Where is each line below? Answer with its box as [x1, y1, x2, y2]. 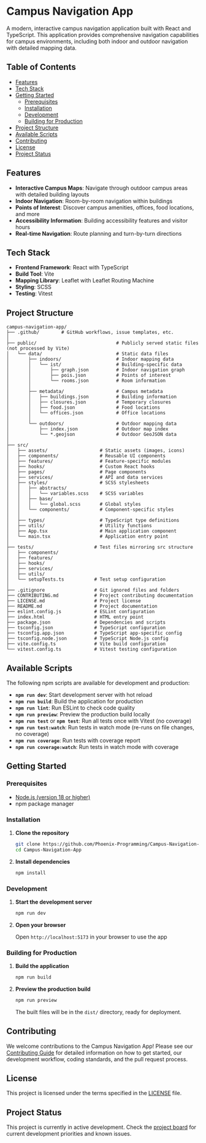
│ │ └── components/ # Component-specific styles [6, 506, 174, 513]
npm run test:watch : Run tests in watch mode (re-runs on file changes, [15, 724, 194, 731]
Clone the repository [15, 829, 69, 836]
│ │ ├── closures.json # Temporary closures [6, 399, 172, 406]
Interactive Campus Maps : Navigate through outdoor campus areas [15, 184, 188, 192]
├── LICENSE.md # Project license [6, 598, 141, 604]
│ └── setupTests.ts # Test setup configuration [6, 576, 166, 583]
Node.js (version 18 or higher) [15, 793, 91, 800]
